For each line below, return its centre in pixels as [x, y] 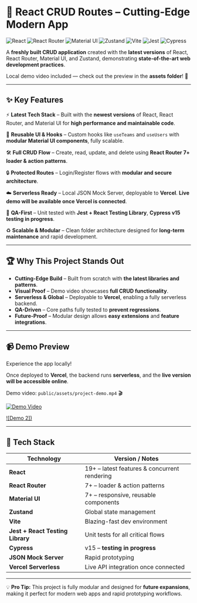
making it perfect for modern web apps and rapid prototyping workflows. [94, 594]
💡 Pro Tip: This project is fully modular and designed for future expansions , [98, 587]
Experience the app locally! [39, 364]
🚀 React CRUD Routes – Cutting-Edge [98, 12]
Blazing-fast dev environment [126, 521]
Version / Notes [136, 459]
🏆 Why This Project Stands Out [65, 261]
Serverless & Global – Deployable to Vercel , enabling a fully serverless [100, 297]
